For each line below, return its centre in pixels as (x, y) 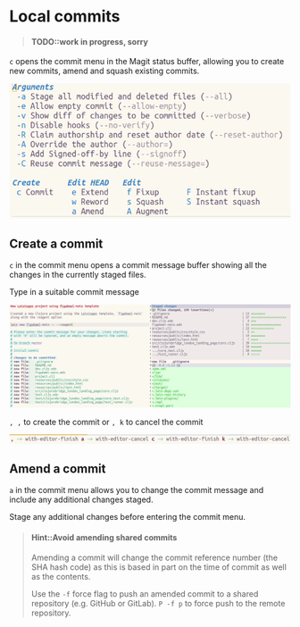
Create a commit (56, 243)
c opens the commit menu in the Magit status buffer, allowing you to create (147, 62)
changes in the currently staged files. (78, 275)
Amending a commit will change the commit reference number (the (154, 557)
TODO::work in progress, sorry (90, 41)
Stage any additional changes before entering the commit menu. (128, 517)
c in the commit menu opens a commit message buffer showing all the (138, 265)
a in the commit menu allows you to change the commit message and (137, 490)
